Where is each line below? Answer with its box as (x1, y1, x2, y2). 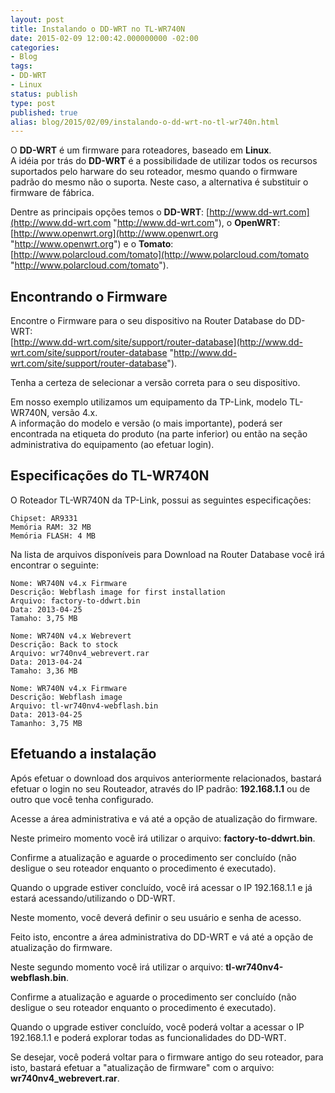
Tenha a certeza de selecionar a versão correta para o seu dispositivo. (10, 377, 301, 389)
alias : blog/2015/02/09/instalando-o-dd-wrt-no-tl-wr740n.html (10, 117, 280, 127)
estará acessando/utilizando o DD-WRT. (10, 892, 176, 904)
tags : (10, 61, 33, 71)
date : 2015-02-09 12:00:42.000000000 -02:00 (10, 33, 199, 43)
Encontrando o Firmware (10, 288, 168, 305)
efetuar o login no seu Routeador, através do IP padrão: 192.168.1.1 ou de (10, 782, 311, 795)
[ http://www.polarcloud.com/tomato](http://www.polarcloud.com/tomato (10, 249, 310, 261)
